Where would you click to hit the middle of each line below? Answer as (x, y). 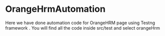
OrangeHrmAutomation (55, 9)
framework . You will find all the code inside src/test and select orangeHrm (82, 28)
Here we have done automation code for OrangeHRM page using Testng (80, 23)
